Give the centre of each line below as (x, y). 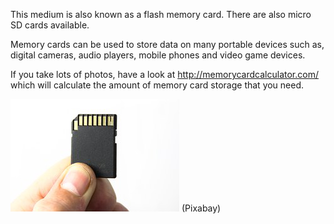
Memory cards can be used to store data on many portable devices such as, (167, 44)
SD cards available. (50, 25)
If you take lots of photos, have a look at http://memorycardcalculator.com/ (164, 74)
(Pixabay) (201, 208)
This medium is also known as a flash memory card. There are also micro (161, 14)
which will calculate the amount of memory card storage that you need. (157, 85)
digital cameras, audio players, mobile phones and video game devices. (158, 55)
